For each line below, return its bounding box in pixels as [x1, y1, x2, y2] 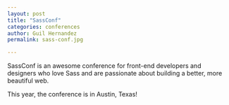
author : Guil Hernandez [7, 29, 78, 37]
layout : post [7, 10, 46, 17]
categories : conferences [7, 23, 80, 30]
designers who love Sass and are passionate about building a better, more [7, 69, 223, 78]
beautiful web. [7, 76, 49, 85]
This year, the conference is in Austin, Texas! [7, 90, 137, 99]
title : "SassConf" [7, 17, 61, 24]
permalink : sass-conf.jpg [7, 36, 83, 43]
